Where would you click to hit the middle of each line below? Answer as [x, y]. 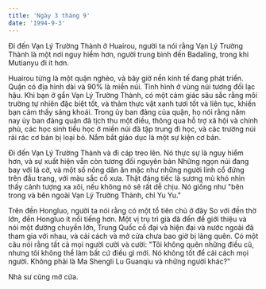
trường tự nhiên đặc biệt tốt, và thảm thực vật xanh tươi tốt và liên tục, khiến [132, 103]
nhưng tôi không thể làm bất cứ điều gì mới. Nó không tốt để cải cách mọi [128, 252]
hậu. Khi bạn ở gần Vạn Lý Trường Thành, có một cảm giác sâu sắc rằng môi [133, 95]
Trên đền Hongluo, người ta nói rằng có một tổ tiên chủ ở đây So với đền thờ [132, 210]
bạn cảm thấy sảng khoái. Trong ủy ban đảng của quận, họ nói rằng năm [127, 111]
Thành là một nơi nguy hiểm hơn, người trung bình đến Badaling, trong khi [129, 54]
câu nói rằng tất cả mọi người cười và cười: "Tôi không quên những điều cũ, [131, 244]
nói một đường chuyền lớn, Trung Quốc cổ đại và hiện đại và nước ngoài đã [131, 227]
